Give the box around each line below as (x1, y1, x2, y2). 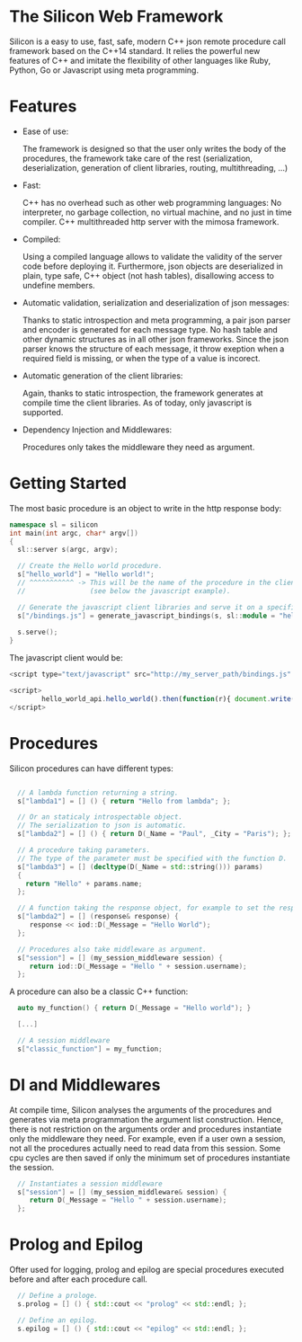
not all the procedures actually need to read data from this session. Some (9, 1142, 281, 1153)
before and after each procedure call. (9, 1274, 148, 1284)
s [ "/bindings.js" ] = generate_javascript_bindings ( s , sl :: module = (17, 611, 276, 620)
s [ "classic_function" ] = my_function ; (17, 1044, 164, 1053)
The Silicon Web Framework (9, 6, 224, 27)
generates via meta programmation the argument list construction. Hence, (9, 1114, 284, 1124)
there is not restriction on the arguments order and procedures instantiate (9, 1124, 282, 1134)
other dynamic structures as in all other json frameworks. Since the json (22, 333, 289, 344)
